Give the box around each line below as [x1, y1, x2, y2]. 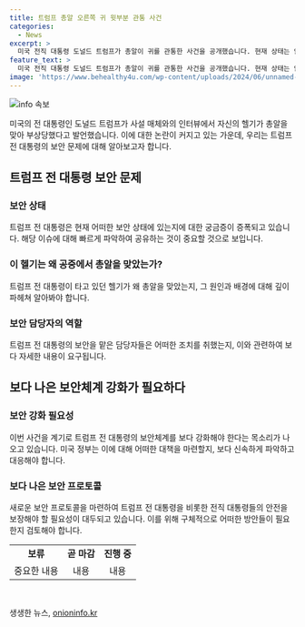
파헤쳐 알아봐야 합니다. [9, 292, 90, 303]
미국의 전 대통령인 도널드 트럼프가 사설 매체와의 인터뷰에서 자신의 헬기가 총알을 [9, 117, 289, 128]
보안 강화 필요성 [9, 410, 74, 422]
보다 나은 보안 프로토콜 [9, 480, 103, 492]
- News [17, 30, 43, 39]
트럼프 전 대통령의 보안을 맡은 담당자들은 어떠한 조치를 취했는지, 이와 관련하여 [9, 339, 283, 350]
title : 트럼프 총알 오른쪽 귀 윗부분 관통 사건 [9, 13, 162, 23]
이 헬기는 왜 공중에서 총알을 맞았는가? [9, 258, 163, 271]
